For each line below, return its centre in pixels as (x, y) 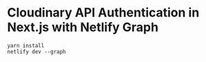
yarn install (26, 45)
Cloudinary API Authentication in (103, 13)
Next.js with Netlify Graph (83, 27)
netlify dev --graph (37, 52)
